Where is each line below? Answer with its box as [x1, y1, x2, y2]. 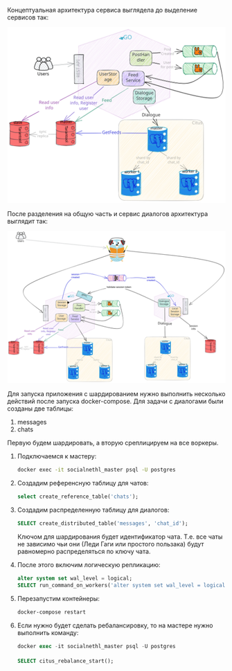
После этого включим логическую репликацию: [17, 560, 161, 569]
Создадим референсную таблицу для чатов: [17, 478, 149, 487]
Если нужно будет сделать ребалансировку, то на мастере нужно [17, 621, 213, 629]
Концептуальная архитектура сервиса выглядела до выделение [7, 6, 197, 14]
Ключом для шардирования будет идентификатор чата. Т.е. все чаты [17, 533, 223, 541]
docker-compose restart [17, 609, 87, 616]
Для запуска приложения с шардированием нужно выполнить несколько [7, 389, 226, 397]
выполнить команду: [17, 629, 79, 637]
